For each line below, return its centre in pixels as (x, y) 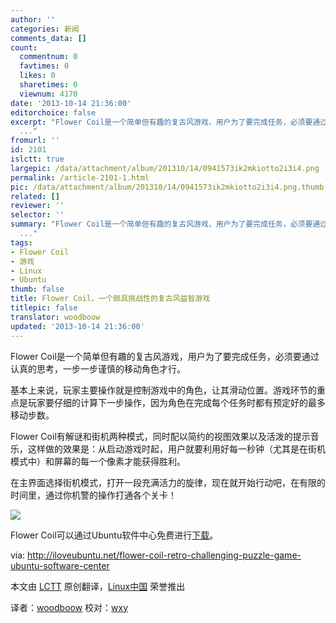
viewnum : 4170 (48, 94)
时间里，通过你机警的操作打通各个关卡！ (93, 495)
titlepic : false (44, 308)
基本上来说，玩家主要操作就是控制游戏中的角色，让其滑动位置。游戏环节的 (163, 390)
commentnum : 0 (48, 57)
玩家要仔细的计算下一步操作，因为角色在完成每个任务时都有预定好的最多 (176, 402)
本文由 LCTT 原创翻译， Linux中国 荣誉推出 (98, 586)
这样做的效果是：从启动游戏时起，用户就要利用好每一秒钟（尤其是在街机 (176, 448)
